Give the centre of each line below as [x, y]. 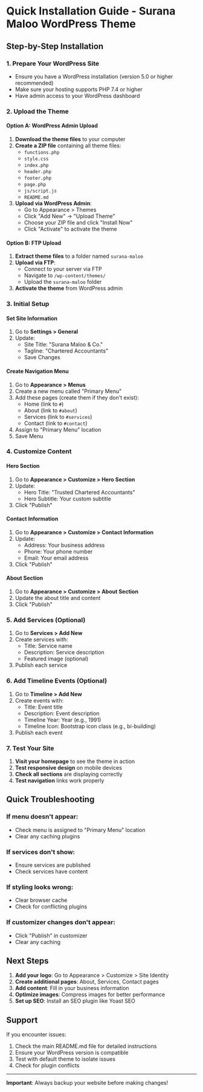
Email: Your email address [56, 558]
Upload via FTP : [35, 263]
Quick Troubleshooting [50, 800]
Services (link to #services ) [58, 417]
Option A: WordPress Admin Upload [52, 126]
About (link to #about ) [50, 410]
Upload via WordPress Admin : [53, 203]
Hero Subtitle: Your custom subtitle [67, 499]
